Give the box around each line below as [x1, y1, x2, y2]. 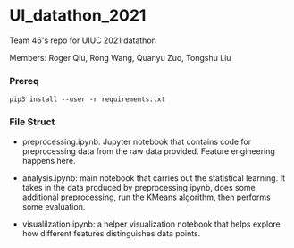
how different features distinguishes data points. [21, 227, 201, 238]
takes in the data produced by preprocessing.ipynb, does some [21, 182, 256, 192]
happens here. [21, 155, 76, 166]
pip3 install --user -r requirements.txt [9, 95, 166, 104]
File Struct [9, 115, 55, 128]
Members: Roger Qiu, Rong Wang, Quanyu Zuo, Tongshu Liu [9, 52, 231, 63]
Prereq [9, 74, 39, 87]
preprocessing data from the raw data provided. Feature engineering [21, 145, 275, 157]
